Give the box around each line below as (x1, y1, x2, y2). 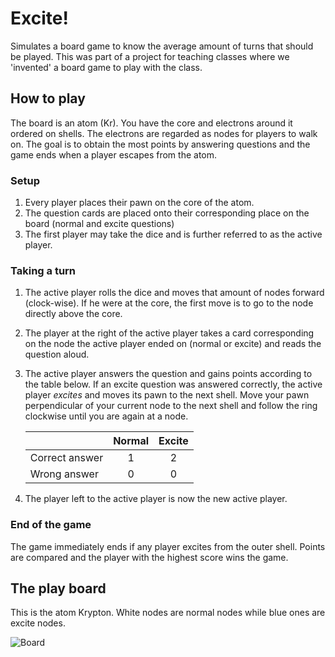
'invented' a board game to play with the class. (10, 61, 203, 73)
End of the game (10, 518, 92, 532)
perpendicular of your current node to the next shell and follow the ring (24, 400, 318, 412)
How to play (10, 90, 86, 107)
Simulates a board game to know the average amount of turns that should (10, 40, 314, 52)
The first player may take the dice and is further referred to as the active (24, 228, 323, 241)
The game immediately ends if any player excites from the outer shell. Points (10, 540, 326, 552)
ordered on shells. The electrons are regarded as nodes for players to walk (10, 127, 318, 139)
